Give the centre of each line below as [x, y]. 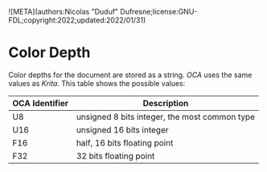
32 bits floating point [115, 156]
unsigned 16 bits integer [122, 129]
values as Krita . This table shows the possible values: [97, 83]
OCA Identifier [41, 103]
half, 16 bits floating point [125, 142]
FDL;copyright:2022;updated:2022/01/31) [77, 20]
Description [166, 103]
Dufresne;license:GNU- [159, 12]
